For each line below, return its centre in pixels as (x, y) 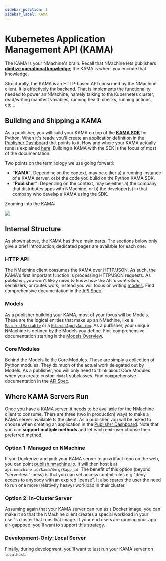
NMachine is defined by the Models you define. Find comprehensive (75, 331)
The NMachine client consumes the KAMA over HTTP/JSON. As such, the (81, 270)
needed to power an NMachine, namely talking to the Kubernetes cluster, (80, 94)
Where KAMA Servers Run (47, 397)
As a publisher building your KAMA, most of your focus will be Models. (77, 315)
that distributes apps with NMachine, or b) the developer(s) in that (80, 189)
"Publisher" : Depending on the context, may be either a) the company (84, 184)
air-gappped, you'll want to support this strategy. (55, 525)
